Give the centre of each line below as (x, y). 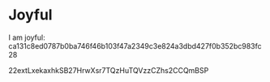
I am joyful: (27, 37)
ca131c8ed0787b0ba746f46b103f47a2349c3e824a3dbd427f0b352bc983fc (135, 45)
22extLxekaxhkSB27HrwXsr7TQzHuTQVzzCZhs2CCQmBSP (109, 70)
